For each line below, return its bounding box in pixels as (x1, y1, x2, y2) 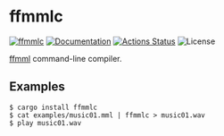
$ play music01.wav (9, 118, 82, 127)
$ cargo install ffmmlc (9, 103, 98, 112)
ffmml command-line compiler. (9, 53, 122, 64)
